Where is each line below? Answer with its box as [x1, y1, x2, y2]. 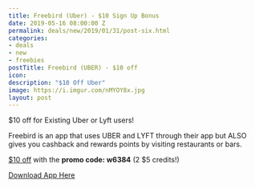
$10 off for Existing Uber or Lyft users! [8, 115, 135, 125]
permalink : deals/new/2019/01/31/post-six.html [8, 26, 171, 34]
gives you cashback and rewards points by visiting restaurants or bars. [8, 139, 242, 149]
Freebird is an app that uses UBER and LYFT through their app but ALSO [8, 131, 247, 141]
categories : [8, 34, 48, 42]
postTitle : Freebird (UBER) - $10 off [8, 64, 138, 72]
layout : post [8, 94, 52, 102]
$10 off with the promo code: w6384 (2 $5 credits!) [8, 155, 180, 165]
